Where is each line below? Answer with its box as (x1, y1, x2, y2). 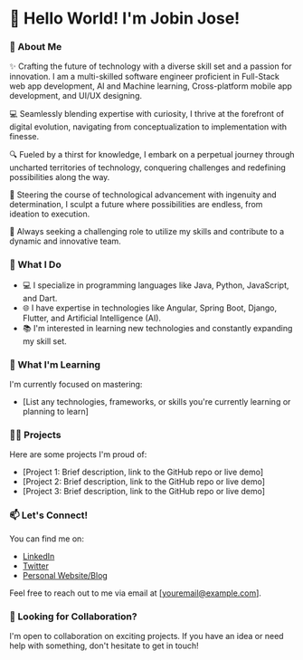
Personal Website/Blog (22, 569, 109, 580)
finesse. (9, 131, 39, 142)
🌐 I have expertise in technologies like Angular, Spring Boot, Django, (22, 302, 278, 313)
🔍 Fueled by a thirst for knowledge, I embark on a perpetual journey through (9, 149, 295, 160)
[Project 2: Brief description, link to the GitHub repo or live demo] (22, 476, 265, 487)
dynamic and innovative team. (9, 235, 122, 247)
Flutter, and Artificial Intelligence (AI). (22, 312, 161, 323)
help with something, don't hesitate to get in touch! (9, 640, 199, 651)
